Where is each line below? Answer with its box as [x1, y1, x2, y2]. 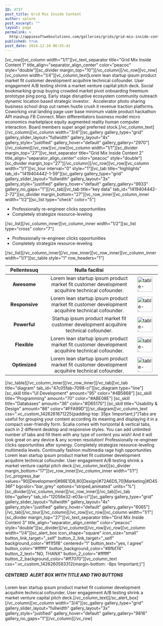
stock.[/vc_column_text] [106, 124, 154, 130]
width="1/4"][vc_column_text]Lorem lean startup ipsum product [29, 72, 157, 78]
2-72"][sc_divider [5, 191, 40, 197]
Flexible [15, 341, 34, 348]
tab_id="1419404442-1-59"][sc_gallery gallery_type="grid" [5, 171, 123, 176]
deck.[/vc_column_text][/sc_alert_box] [62, 595, 139, 601]
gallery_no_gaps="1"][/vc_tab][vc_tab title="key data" [5, 186, 112, 192]
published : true [5, 39, 38, 44]
